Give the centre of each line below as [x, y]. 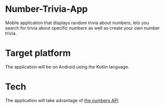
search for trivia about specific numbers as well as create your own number [82, 28]
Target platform [38, 53]
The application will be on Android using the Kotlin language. [67, 67]
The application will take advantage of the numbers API [62, 100]
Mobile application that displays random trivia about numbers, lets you [77, 23]
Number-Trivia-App [46, 9]
